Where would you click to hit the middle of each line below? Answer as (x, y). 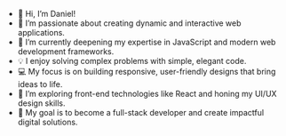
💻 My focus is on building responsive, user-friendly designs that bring (147, 72)
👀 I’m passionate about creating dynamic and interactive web (129, 23)
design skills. (41, 103)
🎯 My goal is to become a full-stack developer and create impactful (141, 112)
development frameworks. (66, 52)
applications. (41, 32)
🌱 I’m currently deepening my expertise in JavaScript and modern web (147, 42)
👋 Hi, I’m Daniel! (47, 14)
